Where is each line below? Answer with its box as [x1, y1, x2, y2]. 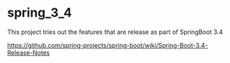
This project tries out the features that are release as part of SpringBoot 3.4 [7, 28, 224, 36]
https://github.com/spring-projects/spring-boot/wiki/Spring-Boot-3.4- [7, 41, 208, 49]
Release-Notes [7, 48, 50, 57]
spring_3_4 [7, 5, 72, 21]
